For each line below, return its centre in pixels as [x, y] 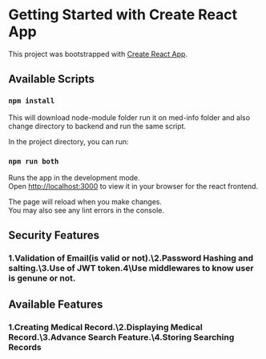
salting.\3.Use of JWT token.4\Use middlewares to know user [131, 268]
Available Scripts [51, 79]
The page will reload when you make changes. [85, 201]
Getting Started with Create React [123, 15]
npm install [32, 101]
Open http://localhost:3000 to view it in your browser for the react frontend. [133, 186]
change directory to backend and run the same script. [97, 126]
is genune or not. [42, 278]
